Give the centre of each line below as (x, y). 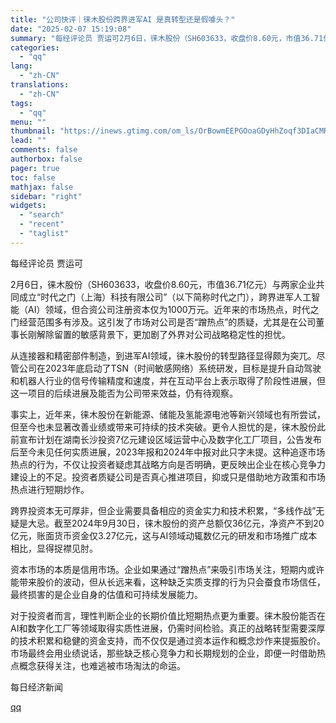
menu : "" (28, 122)
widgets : (28, 206)
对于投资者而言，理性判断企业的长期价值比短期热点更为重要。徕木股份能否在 (168, 615)
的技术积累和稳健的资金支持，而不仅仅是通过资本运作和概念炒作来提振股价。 (168, 640)
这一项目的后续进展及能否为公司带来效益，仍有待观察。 (124, 393)
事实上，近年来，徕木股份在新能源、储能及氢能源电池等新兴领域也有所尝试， (168, 414)
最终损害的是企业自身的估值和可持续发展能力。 (106, 594)
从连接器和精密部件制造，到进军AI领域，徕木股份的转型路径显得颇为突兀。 (163, 355)
